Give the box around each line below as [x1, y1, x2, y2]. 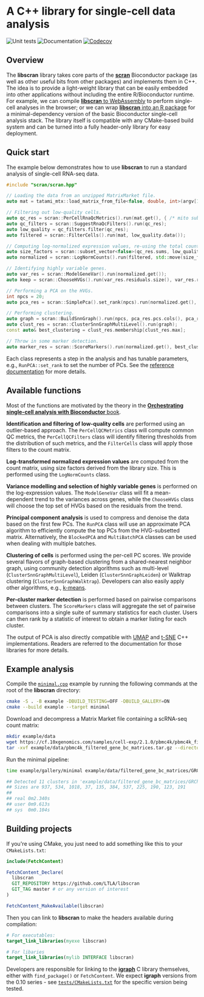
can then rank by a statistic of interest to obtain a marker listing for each [6, 615, 187, 623]
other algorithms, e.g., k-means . [6, 584, 87, 591]
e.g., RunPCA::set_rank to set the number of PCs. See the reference [6, 361, 174, 368]
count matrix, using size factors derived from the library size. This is [6, 464, 177, 471]
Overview [6, 55, 44, 65]
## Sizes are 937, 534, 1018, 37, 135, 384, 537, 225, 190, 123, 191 [6, 784, 186, 790]
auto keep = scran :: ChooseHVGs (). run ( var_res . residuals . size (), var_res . [6, 276, 197, 283]
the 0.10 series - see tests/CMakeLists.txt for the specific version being [6, 979, 188, 986]
